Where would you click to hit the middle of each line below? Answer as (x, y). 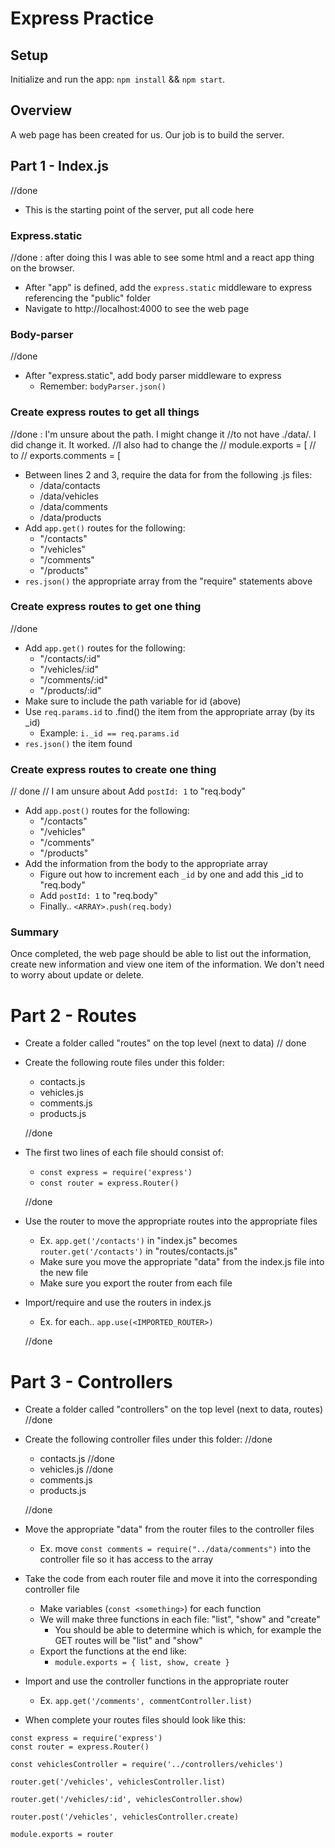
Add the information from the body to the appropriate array (146, 864)
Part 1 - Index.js (59, 166)
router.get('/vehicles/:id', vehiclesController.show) (127, 1800)
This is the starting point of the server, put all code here (139, 209)
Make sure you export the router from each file (136, 1283)
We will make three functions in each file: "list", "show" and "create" (180, 1619)
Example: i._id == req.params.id (109, 733)
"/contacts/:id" (70, 658)
